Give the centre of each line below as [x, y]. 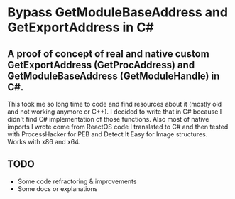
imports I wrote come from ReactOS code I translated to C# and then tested [118, 127]
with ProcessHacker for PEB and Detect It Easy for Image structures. [108, 134]
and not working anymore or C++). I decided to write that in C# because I [115, 112]
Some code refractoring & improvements [77, 181]
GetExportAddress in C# [81, 27]
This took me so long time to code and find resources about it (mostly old [115, 104]
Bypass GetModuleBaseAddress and [118, 12]
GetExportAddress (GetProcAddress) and [101, 65]
